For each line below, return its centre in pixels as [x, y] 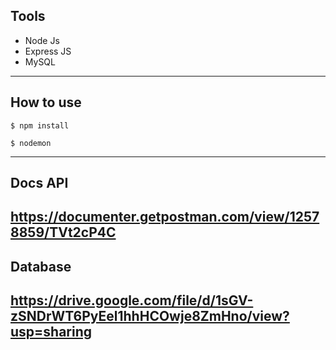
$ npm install [40, 125]
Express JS [48, 51]
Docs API [39, 183]
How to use [46, 102]
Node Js [42, 40]
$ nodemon [31, 143]
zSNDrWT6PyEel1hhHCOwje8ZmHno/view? [150, 316]
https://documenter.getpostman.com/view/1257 [165, 217]
